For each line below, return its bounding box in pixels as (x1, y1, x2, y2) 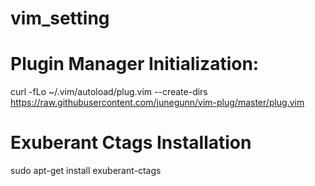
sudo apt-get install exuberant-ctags (10, 165, 162, 177)
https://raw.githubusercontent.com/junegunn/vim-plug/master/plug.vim (10, 97, 305, 109)
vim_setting (10, 7, 110, 30)
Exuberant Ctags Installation (10, 132, 252, 154)
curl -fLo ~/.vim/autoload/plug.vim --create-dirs (10, 86, 208, 98)
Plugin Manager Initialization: (10, 53, 260, 76)
